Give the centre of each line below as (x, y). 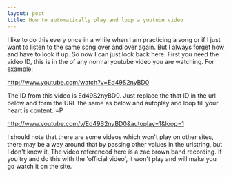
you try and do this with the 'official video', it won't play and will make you (112, 158)
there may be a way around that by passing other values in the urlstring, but (115, 144)
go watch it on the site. (40, 166)
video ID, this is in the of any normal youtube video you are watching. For (111, 61)
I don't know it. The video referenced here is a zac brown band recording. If (114, 152)
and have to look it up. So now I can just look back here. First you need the (113, 54)
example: (20, 69)
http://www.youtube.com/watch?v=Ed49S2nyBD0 (78, 82)
